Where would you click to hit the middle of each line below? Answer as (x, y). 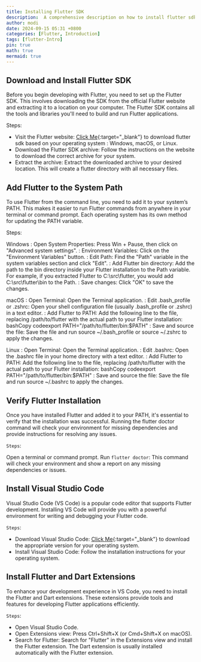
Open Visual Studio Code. (47, 627)
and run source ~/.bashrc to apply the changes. (65, 382)
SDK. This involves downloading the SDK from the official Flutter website (96, 101)
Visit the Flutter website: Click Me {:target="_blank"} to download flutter (103, 137)
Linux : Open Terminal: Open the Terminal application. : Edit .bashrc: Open (98, 350)
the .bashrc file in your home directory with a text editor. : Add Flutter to (95, 356)
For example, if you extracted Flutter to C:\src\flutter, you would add (90, 276)
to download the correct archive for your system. (75, 156)
